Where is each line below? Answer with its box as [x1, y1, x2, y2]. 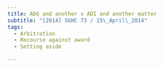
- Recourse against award [13, 37, 91, 44]
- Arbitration [13, 30, 55, 37]
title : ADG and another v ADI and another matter [7, 10, 158, 18]
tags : [7, 23, 23, 30]
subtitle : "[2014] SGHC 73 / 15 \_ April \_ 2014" [7, 17, 148, 24]
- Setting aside [13, 43, 62, 50]
